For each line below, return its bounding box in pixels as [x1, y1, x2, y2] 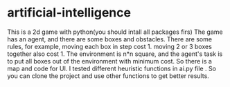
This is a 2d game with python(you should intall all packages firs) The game [7, 28, 223, 36]
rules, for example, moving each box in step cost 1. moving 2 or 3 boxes [7, 42, 213, 50]
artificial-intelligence [7, 5, 132, 21]
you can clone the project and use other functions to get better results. [7, 71, 209, 80]
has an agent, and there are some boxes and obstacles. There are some [7, 35, 213, 43]
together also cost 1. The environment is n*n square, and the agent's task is [7, 50, 223, 58]
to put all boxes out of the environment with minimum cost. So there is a [7, 57, 213, 65]
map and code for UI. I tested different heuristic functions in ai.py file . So [7, 64, 217, 72]
